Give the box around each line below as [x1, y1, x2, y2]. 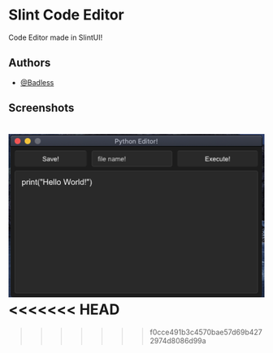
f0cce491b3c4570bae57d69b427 [149, 327, 262, 337]
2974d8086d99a [149, 335, 206, 346]
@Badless [19, 77, 54, 87]
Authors [8, 56, 51, 70]
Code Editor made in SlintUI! [8, 32, 103, 42]
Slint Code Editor [8, 6, 124, 24]
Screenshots [8, 101, 75, 115]
